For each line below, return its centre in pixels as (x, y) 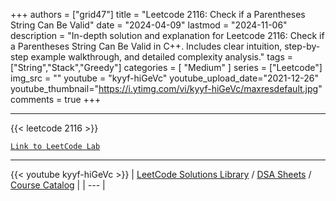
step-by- (302, 46)
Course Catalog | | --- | (58, 185)
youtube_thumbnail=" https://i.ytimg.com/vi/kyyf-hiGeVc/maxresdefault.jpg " (166, 88)
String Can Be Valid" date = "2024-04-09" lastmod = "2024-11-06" (149, 25)
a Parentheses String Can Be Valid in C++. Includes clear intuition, (146, 46)
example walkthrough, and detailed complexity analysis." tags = (161, 57)
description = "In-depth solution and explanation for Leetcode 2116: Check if (167, 35)
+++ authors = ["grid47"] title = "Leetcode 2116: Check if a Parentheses (158, 14)
